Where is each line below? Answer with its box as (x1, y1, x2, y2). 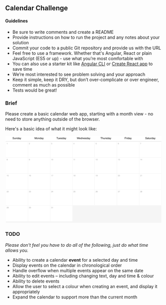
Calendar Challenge (5, 4, 68, 12)
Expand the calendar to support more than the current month (12, 294, 138, 300)
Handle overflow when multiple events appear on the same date (12, 267, 144, 273)
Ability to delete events (12, 278, 60, 284)
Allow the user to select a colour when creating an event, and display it (12, 283, 158, 289)
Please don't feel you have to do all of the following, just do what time (5, 242, 149, 248)
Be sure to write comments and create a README (12, 29, 114, 35)
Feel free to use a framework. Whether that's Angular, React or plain (12, 50, 152, 56)
